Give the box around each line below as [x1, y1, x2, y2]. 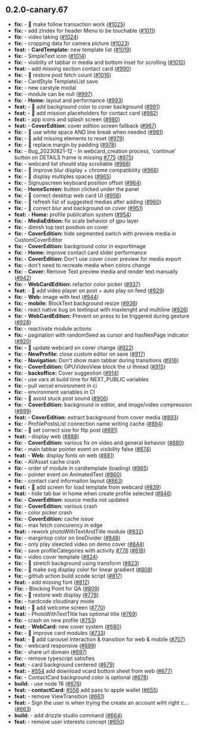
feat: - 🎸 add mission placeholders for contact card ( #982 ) [14, 109, 159, 116]
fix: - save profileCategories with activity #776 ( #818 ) [14, 547, 146, 554]
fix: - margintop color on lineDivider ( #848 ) [14, 534, 121, 541]
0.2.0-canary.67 [5, 5, 68, 15]
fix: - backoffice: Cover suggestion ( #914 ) [14, 369, 120, 377]
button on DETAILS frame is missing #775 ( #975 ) [14, 153, 134, 161]
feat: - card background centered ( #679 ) [14, 661, 115, 668]
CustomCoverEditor [14, 236, 63, 243]
